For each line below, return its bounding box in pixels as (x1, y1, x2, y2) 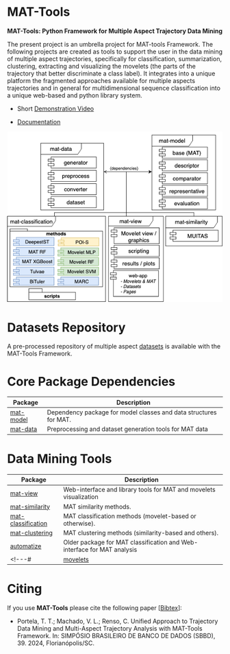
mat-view (10, 489, 38, 498)
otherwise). (63, 519, 96, 527)
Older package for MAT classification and (63, 538, 180, 546)
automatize (10, 541, 42, 550)
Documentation (16, 117, 61, 126)
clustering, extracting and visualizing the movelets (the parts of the (7, 62, 196, 70)
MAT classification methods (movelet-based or (63, 512, 196, 520)
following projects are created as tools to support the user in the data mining (7, 47, 223, 56)
